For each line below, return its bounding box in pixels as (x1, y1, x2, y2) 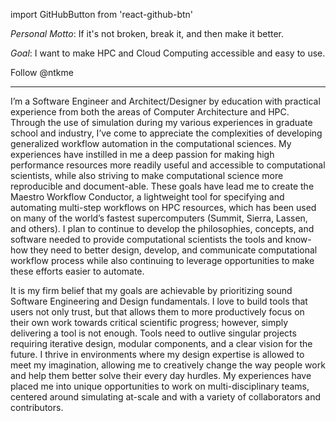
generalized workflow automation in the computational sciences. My (10, 138, 292, 149)
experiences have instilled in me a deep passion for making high (10, 149, 275, 160)
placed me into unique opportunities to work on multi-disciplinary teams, (10, 380, 310, 392)
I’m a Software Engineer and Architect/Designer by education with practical (10, 95, 321, 107)
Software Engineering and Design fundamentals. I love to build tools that (10, 295, 308, 307)
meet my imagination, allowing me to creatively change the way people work (10, 359, 326, 371)
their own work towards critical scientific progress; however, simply (10, 317, 289, 328)
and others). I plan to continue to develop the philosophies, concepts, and (10, 223, 315, 234)
